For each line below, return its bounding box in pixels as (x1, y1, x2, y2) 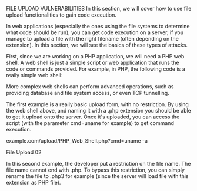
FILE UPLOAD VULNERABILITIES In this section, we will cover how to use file (6, 5, 192, 12)
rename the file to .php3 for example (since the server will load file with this (6, 173, 189, 179)
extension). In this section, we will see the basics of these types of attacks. (6, 41, 188, 48)
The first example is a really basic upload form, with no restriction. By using (6, 101, 189, 108)
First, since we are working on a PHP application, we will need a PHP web (6, 53, 185, 60)
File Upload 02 (6, 149, 42, 156)
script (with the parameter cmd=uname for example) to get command (6, 120, 175, 126)
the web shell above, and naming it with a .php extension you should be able (6, 107, 191, 114)
